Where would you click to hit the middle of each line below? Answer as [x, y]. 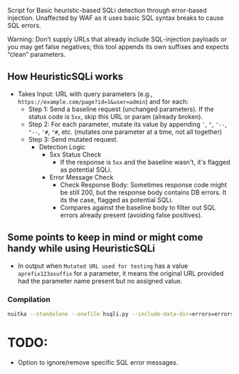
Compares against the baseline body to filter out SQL [138, 207]
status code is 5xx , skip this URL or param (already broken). [116, 116]
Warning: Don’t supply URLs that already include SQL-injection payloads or [117, 39]
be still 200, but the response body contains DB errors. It [143, 192]
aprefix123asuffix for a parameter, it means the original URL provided [121, 273]
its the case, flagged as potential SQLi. [117, 199]
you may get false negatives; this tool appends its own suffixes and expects [118, 47]
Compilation [29, 299]
